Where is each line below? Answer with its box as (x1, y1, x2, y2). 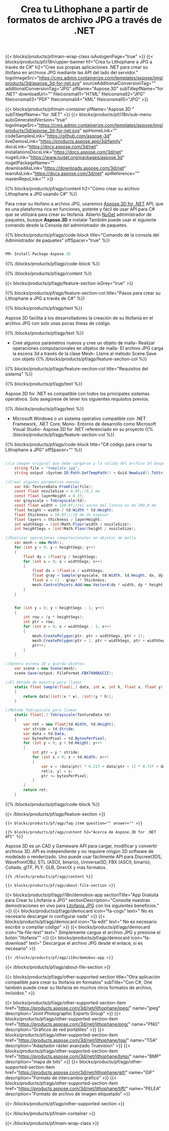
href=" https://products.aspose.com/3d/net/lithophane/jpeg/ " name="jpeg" (5, 1005, 160, 1011)
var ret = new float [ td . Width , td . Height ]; (23, 722, 116, 727)
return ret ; (23, 787, 49, 793)
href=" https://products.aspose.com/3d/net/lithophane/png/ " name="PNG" (5, 1021, 160, 1027)
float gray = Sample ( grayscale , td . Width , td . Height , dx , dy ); (32, 573, 167, 578)
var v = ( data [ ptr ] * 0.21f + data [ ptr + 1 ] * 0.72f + (41, 764, 159, 769)
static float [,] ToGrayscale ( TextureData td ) (14, 713, 112, 718)
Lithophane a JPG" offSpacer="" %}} (5, 447, 82, 453)
